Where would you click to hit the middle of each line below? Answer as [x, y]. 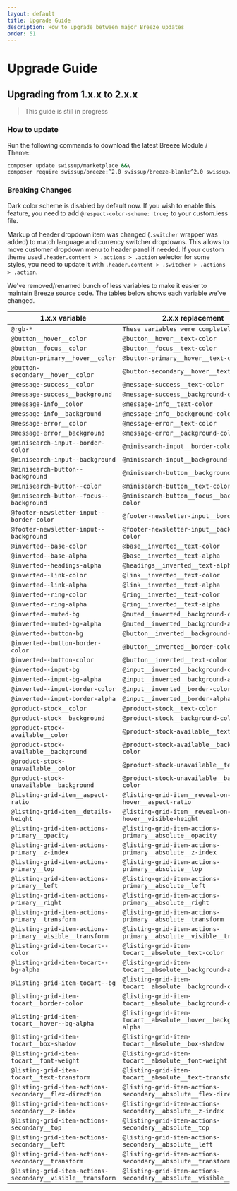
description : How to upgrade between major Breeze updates [96, 27]
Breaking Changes [40, 190]
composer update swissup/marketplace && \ [69, 166]
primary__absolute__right [166, 902]
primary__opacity [40, 835]
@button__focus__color [49, 348]
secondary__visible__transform [63, 1178]
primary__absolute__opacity [170, 835]
